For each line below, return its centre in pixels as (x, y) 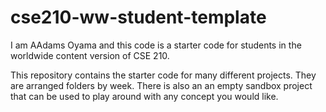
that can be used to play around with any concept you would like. (144, 96)
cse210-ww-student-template (138, 17)
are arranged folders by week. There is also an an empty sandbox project (161, 85)
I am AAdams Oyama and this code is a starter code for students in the (156, 45)
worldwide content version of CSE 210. (90, 55)
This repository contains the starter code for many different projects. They (163, 75)
